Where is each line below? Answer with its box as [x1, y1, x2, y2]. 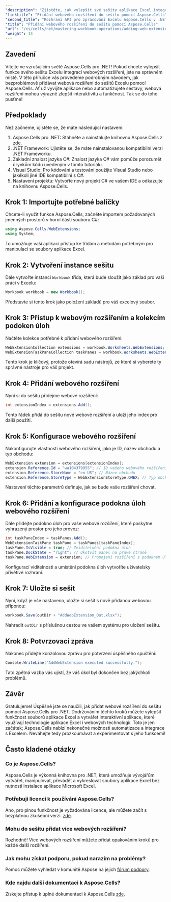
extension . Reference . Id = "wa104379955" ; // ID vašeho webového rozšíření [5, 465, 167, 471]
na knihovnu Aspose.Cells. [12, 183, 69, 189]
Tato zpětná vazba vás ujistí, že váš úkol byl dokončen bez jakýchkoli [5, 669, 151, 676]
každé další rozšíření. [5, 842, 50, 848]
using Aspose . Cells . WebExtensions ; [5, 226, 81, 232]
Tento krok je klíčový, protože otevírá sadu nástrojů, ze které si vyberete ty [5, 359, 162, 365]
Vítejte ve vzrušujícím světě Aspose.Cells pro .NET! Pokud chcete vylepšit [5, 63, 160, 69]
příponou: [5, 603, 26, 609]
